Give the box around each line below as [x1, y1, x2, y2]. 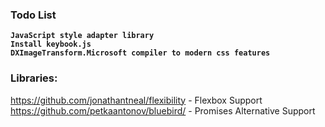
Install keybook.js [10, 39, 92, 50]
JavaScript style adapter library [10, 31, 155, 41]
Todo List [10, 8, 57, 22]
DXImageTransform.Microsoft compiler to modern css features [10, 48, 271, 58]
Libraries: [10, 71, 58, 85]
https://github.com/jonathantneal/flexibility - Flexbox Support [10, 94, 263, 106]
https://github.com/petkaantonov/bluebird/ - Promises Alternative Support [10, 104, 316, 117]
